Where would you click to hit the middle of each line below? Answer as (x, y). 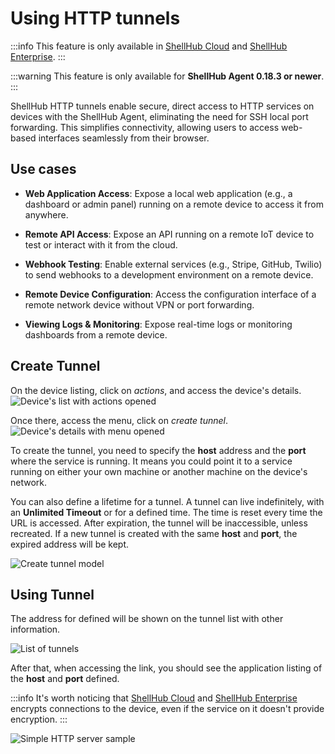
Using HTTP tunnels (95, 18)
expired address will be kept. (70, 544)
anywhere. (46, 214)
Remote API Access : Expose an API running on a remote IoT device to (169, 234)
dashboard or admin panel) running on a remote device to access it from (174, 204)
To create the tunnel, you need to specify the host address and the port (158, 450)
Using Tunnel (52, 594)
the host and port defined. (65, 679)
